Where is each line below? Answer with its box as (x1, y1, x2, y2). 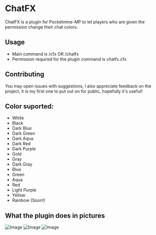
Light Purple (12, 187, 37, 193)
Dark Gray (12, 161, 33, 167)
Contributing (5, 70, 44, 78)
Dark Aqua (12, 136, 34, 141)
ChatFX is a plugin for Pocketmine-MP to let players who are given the (5, 19, 145, 25)
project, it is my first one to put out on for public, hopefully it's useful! (5, 88, 143, 94)
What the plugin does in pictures (5, 211, 105, 219)
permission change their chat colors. (5, 24, 78, 30)
